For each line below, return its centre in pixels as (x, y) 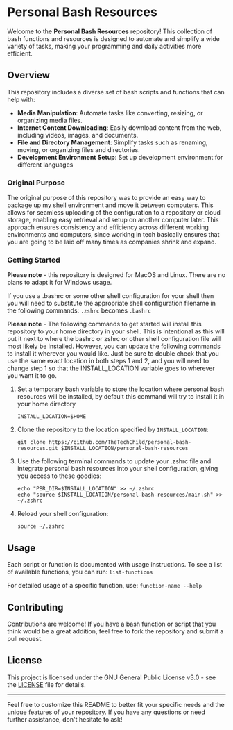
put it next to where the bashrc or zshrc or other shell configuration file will (114, 339)
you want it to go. (32, 376)
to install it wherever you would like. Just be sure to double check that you (113, 354)
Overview (29, 75)
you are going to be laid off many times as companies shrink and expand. (112, 242)
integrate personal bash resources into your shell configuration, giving (118, 469)
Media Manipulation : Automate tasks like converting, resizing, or (110, 113)
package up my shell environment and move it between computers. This (110, 205)
